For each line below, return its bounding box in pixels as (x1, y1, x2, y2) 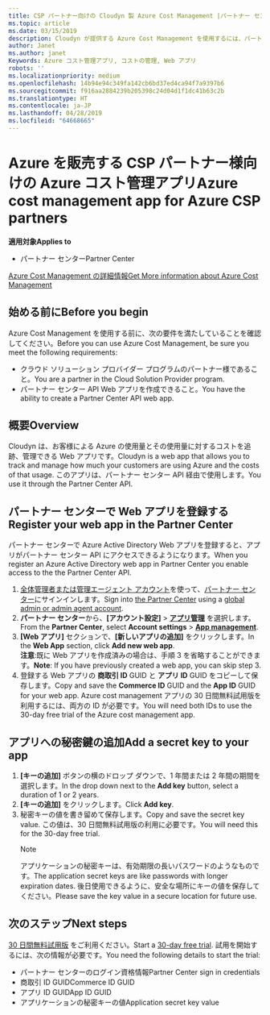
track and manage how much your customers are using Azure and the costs (8, 460, 260, 470)
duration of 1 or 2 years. (19, 790, 100, 800)
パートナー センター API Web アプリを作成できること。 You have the (19, 384, 246, 393)
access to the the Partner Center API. (8, 568, 132, 577)
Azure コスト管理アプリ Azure (39, 174, 239, 193)
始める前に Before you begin (8, 306, 149, 319)
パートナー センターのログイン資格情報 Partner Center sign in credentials (19, 967, 260, 976)
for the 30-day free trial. (19, 829, 100, 838)
